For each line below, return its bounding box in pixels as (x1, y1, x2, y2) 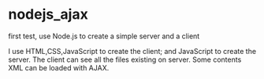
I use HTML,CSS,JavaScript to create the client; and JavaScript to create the (8, 46, 257, 56)
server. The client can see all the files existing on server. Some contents (8, 55, 242, 64)
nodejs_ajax (8, 5, 88, 23)
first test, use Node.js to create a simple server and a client (8, 31, 200, 41)
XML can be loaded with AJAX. (8, 63, 110, 72)
